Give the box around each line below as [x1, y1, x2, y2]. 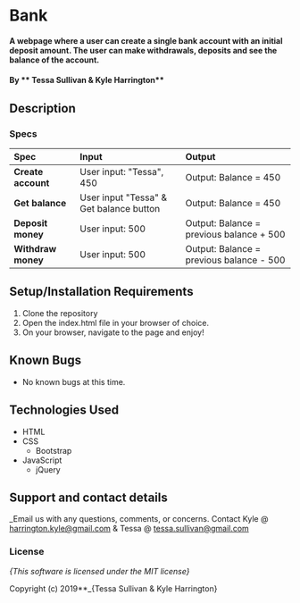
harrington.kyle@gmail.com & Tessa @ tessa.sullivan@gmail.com [9, 523, 250, 534]
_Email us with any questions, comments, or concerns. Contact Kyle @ [9, 514, 269, 524]
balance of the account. [9, 54, 100, 65]
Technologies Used [9, 403, 119, 418]
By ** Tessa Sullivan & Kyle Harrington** [9, 75, 164, 86]
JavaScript [21, 455, 62, 465]
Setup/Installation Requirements [9, 284, 194, 299]
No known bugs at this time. [21, 376, 126, 387]
